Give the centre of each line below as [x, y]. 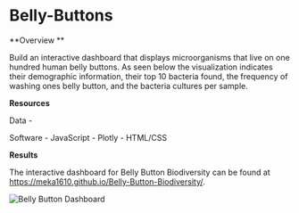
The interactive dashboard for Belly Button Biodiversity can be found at [140, 172]
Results [24, 155]
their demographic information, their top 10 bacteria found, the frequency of [149, 76]
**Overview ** [37, 40]
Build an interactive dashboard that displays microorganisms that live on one [149, 57]
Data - [21, 120]
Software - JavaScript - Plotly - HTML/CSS [88, 137]
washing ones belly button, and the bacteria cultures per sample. [129, 86]
